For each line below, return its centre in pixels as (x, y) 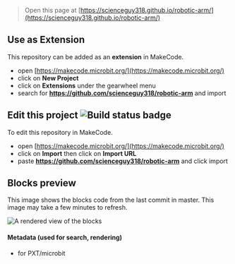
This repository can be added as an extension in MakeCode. (96, 56)
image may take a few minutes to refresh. (67, 208)
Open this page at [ (53, 10)
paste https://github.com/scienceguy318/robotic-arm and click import (122, 161)
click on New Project (48, 78)
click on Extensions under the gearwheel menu (87, 85)
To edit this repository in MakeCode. (60, 132)
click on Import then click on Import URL (77, 153)
